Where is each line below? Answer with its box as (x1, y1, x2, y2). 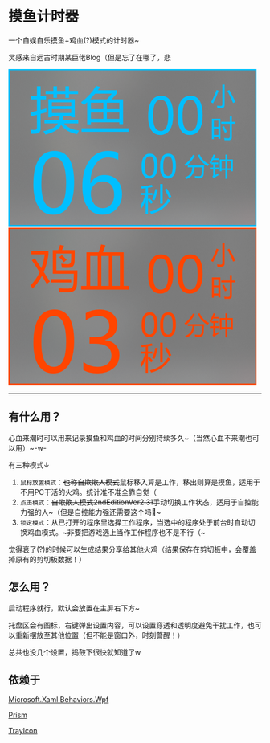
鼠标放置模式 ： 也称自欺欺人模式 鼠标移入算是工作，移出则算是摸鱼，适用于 (19, 477, 261, 487)
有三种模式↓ (8, 459, 50, 470)
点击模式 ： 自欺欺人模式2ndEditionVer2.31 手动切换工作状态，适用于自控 (19, 497, 252, 507)
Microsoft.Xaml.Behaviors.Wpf (8, 695, 109, 704)
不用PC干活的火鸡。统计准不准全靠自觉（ (19, 487, 157, 496)
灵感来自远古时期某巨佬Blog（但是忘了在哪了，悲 (8, 52, 171, 62)
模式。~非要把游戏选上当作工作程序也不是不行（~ (41, 527, 207, 537)
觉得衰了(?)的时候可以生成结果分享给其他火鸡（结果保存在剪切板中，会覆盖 (8, 544, 257, 554)
